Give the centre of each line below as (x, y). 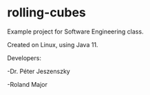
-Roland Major (28, 84)
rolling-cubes (46, 13)
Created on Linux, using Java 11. (53, 44)
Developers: (24, 58)
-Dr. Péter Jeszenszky (39, 71)
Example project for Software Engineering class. (75, 31)
